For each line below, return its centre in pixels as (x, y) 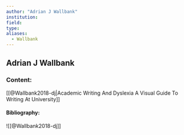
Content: (19, 80)
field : (14, 22)
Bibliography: (23, 112)
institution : (22, 17)
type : (13, 28)
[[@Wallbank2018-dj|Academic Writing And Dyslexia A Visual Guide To (92, 93)
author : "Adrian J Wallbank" (42, 12)
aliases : (17, 34)
